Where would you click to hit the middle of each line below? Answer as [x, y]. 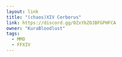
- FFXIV [21, 45]
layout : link [22, 12]
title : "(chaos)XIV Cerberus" [44, 17]
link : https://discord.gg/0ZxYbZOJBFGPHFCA [61, 23]
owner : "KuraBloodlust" [36, 28]
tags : [13, 34]
